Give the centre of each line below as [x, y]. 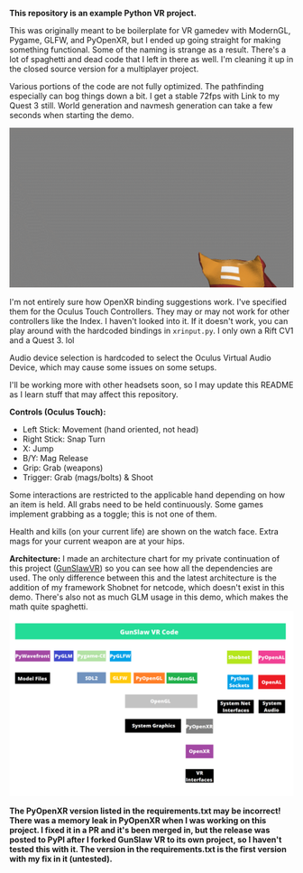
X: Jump [38, 449]
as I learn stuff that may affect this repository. [94, 395]
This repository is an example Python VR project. [103, 13]
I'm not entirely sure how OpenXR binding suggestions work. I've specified [148, 302]
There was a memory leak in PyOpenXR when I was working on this [138, 820]
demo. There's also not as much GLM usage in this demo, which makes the [149, 597]
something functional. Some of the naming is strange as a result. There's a [148, 50]
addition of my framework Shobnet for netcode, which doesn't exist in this [147, 587]
